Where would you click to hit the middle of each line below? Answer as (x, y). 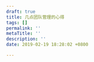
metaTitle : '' (24, 34)
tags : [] (17, 22)
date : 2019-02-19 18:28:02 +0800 (47, 45)
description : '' (26, 39)
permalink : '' (24, 28)
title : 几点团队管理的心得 (35, 17)
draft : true (21, 12)
